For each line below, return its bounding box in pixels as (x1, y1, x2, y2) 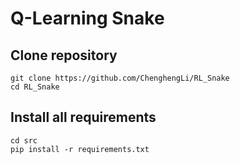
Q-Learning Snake (10, 7, 165, 30)
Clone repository (10, 47, 118, 64)
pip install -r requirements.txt (10, 144, 150, 154)
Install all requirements (10, 109, 157, 126)
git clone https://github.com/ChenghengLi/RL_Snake (10, 73, 230, 83)
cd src (10, 135, 38, 146)
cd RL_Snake (10, 82, 60, 92)
